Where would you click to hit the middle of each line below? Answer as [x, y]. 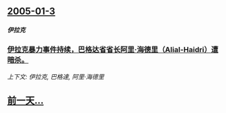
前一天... [26, 101]
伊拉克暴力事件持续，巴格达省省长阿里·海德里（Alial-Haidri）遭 [113, 50]
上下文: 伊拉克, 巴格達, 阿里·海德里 [56, 76]
